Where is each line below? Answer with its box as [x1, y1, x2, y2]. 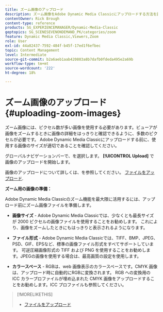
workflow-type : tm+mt [5, 61, 49, 66]
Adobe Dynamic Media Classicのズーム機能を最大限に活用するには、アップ [5, 196, 155, 202]
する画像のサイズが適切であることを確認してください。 [9, 142, 120, 148]
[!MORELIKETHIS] [16, 291, 53, 297]
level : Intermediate [5, 52, 47, 57]
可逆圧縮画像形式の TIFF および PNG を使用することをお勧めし [21, 247, 147, 253]
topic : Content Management [5, 48, 60, 52]
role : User [5, 39, 27, 44]
